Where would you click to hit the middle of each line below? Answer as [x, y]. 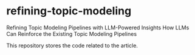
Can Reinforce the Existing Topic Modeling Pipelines [72, 33]
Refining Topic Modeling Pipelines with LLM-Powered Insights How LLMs [98, 27]
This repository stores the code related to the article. [72, 45]
